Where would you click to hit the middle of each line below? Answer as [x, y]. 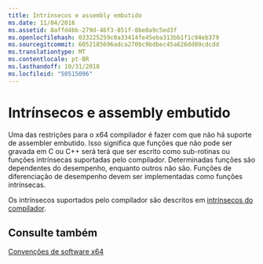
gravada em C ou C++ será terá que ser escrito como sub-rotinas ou [119, 151]
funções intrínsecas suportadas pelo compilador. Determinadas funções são [132, 159]
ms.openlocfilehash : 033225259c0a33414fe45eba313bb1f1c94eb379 [114, 37]
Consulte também [53, 233]
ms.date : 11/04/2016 [42, 23]
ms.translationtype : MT [47, 52]
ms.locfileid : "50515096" [50, 74]
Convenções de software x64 [56, 251]
